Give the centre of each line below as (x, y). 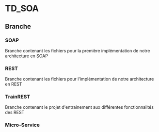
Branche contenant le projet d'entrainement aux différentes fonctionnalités (79, 107)
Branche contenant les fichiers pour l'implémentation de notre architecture (79, 79)
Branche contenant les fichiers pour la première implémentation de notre (78, 50)
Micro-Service (23, 125)
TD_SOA (22, 8)
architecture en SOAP (27, 56)
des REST (15, 113)
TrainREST (18, 97)
